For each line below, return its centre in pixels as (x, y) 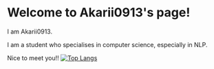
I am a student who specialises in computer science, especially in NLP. (107, 44)
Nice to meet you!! (33, 58)
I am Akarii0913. (30, 31)
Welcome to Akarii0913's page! (99, 13)
